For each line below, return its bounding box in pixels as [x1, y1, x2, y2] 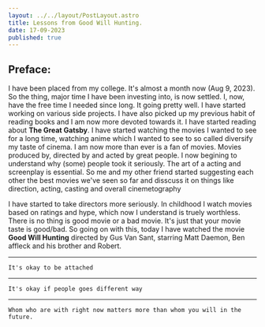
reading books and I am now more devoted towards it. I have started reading [8, 117, 256, 127]
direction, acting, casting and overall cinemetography [8, 184, 181, 194]
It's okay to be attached [8, 264, 93, 272]
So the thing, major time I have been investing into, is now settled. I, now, [8, 92, 245, 102]
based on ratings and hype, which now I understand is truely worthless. [8, 208, 241, 217]
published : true [8, 33, 62, 42]
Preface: [8, 62, 51, 76]
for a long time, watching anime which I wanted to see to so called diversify [8, 134, 254, 143]
